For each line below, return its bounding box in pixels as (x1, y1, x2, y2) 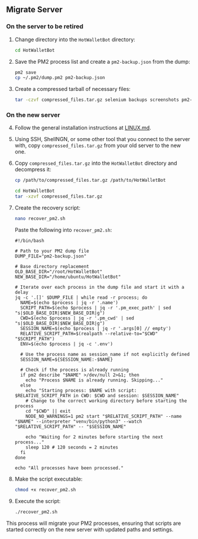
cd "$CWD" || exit (25, 408, 71, 414)
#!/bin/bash (14, 237, 44, 244)
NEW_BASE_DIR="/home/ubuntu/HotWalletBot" (14, 274, 121, 280)
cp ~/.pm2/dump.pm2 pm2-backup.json (14, 75, 105, 81)
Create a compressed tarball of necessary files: (14, 86, 131, 93)
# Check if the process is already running (20, 367, 129, 373)
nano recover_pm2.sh (14, 215, 66, 222)
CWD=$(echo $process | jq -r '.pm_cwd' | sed (20, 315, 134, 321)
